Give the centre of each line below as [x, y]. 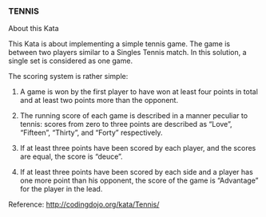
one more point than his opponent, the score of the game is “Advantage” [139, 180]
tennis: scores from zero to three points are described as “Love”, [126, 124]
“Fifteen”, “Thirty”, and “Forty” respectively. [91, 132]
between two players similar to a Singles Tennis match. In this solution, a [127, 53]
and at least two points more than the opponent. [99, 101]
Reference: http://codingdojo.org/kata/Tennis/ [84, 204]
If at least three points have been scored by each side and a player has [136, 172]
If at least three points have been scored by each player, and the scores [138, 148]
